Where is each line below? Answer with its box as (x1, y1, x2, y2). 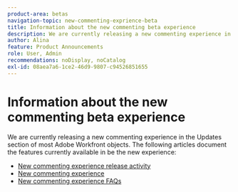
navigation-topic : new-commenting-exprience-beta (7, 17, 158, 24)
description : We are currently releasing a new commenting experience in (7, 30, 232, 38)
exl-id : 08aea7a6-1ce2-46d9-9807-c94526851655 (7, 63, 148, 70)
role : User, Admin (7, 50, 62, 58)
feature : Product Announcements (7, 43, 103, 50)
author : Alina (7, 37, 50, 44)
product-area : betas (7, 10, 69, 18)
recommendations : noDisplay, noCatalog (7, 57, 126, 64)
